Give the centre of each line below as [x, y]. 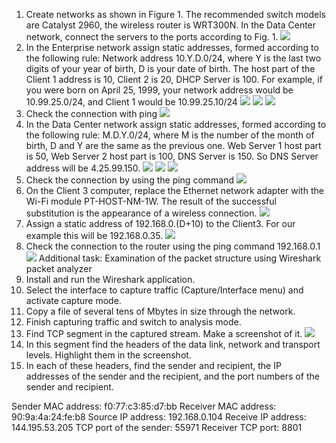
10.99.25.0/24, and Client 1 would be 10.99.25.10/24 [131, 102]
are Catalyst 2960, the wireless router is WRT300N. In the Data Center [171, 25]
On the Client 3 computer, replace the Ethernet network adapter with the [174, 190]
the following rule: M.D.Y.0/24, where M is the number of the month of [170, 135]
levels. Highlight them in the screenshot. [108, 355]
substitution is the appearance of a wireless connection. [141, 213]
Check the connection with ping [91, 113]
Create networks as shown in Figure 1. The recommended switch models [175, 14]
